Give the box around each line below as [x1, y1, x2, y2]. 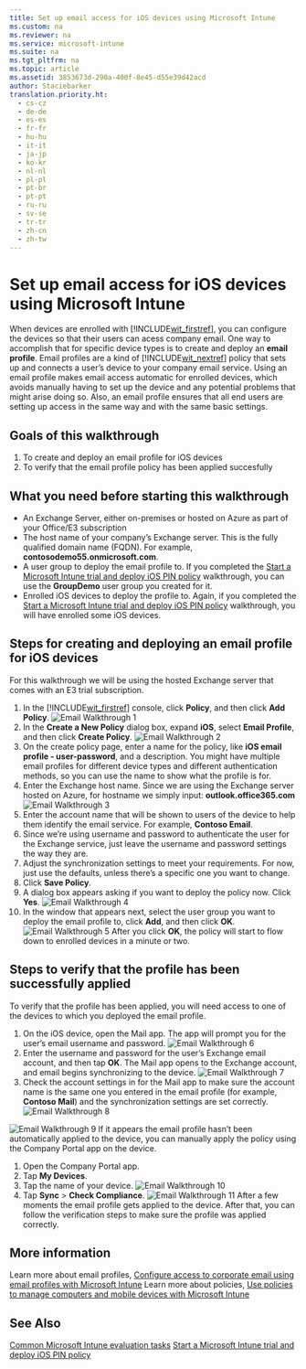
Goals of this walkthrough [9, 427, 160, 444]
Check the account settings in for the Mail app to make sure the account [22, 1076, 295, 1087]
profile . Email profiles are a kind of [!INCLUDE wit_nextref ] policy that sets [9, 353, 286, 364]
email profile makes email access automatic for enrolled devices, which [9, 372, 279, 383]
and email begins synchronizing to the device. [22, 1066, 196, 1077]
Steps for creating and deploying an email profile [9, 636, 293, 652]
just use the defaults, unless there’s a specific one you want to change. [22, 867, 290, 878]
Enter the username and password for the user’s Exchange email [22, 1047, 267, 1058]
